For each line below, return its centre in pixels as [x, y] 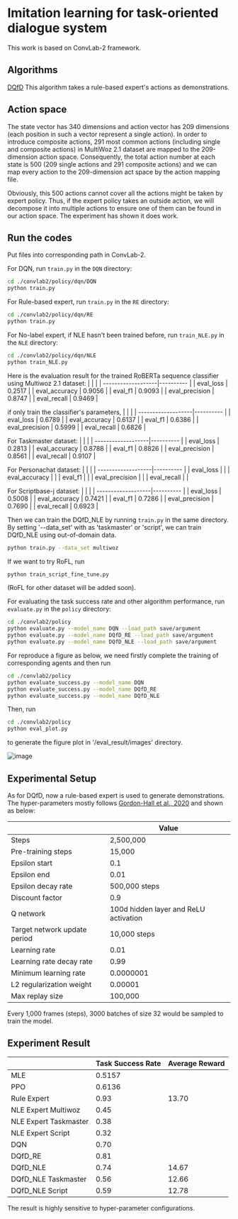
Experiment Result [49, 1043]
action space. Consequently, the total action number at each [127, 157]
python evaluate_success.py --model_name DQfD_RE [82, 689]
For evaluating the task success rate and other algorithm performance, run [116, 601]
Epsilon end [30, 874]
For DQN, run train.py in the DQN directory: [70, 269]
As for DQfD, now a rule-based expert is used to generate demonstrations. [116, 795]
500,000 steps [135, 886]
